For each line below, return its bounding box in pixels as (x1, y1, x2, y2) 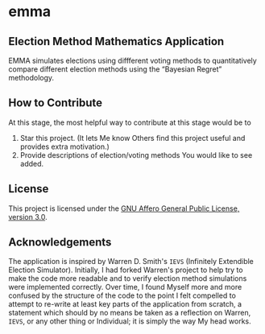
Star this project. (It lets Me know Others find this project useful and (19, 133, 246, 142)
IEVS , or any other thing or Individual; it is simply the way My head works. (8, 316, 251, 326)
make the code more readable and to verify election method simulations (8, 274, 247, 283)
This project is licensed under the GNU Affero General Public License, (8, 204, 240, 213)
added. (19, 159, 44, 168)
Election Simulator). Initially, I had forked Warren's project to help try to (8, 265, 243, 275)
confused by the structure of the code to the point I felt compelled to (8, 291, 236, 300)
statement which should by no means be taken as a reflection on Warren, (8, 308, 251, 318)
